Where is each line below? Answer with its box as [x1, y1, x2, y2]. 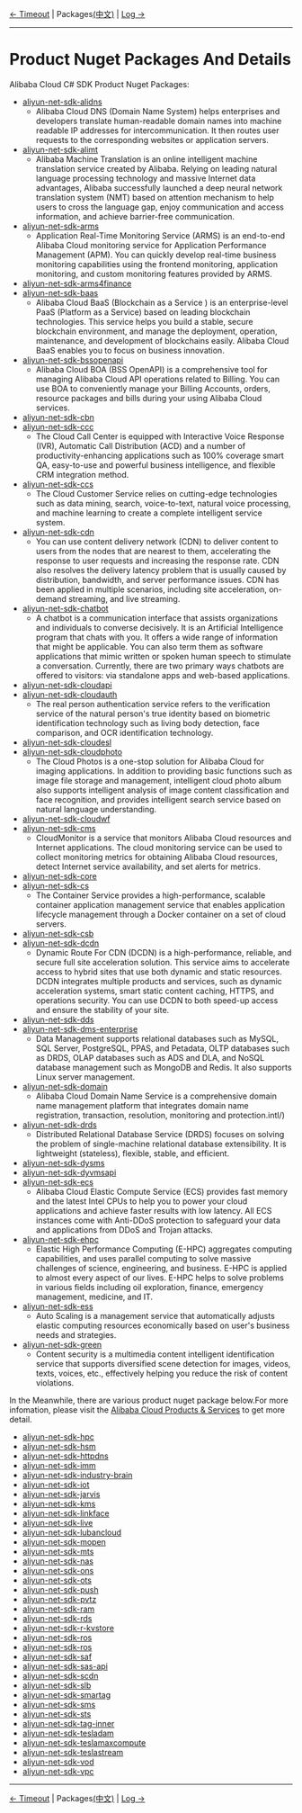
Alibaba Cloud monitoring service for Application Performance [35, 239, 267, 250]
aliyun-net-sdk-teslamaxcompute [22, 1737, 147, 1748]
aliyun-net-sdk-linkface [22, 1507, 110, 1519]
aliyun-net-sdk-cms [22, 822, 96, 833]
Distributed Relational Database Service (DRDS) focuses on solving [35, 1128, 285, 1139]
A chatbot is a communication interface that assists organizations [35, 612, 279, 624]
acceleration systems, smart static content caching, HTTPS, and [35, 985, 274, 996]
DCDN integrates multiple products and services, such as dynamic [35, 975, 283, 986]
